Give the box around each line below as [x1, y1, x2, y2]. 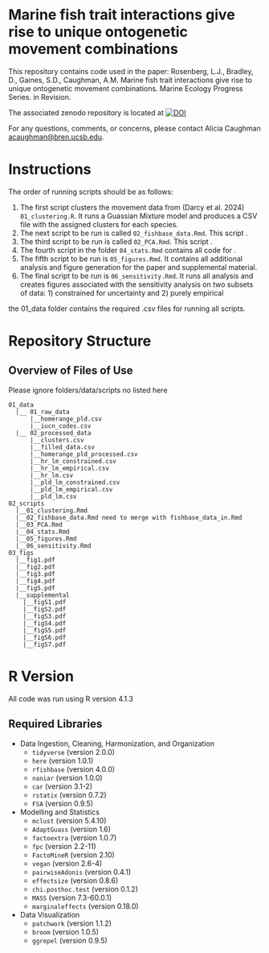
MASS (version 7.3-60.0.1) [31, 893, 112, 902]
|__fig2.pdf [15, 562, 56, 571]
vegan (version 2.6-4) [31, 858, 103, 868]
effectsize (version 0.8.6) [31, 876, 119, 885]
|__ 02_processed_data [15, 429, 92, 437]
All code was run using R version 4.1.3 [8, 694, 134, 703]
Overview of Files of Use [8, 364, 134, 378]
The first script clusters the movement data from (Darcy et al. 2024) [19, 202, 245, 212]
